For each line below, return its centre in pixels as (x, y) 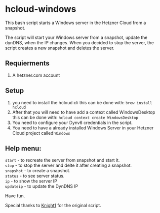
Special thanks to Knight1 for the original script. (53, 206)
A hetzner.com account (36, 75)
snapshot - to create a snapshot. (38, 171)
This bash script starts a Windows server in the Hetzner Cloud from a (76, 23)
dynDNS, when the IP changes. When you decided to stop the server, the (80, 42)
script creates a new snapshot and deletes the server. (60, 48)
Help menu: (23, 148)
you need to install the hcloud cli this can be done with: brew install (82, 102)
